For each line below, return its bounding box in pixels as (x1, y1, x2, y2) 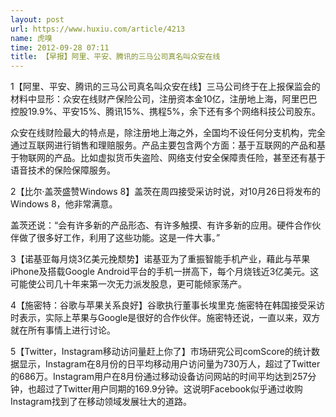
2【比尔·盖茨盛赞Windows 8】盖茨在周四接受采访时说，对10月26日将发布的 (10, 186, 321, 198)
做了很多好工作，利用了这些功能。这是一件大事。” (18, 232, 221, 244)
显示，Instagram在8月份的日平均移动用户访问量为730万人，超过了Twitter (18, 358, 321, 370)
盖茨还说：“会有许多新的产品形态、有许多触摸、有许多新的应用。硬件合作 (10, 219, 313, 231)
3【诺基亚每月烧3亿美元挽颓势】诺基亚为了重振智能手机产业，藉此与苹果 (10, 253, 311, 265)
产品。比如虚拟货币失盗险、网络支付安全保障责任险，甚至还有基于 (53, 152, 326, 164)
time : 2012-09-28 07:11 (10, 42, 110, 53)
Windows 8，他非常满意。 (10, 198, 118, 210)
